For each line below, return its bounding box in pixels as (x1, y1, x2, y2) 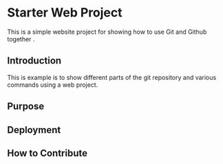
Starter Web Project (7, 5, 123, 21)
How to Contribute (7, 147, 88, 159)
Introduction (7, 55, 62, 67)
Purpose (7, 101, 45, 112)
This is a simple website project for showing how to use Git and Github (7, 28, 207, 36)
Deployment (7, 124, 61, 136)
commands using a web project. (7, 81, 98, 89)
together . (7, 34, 35, 43)
